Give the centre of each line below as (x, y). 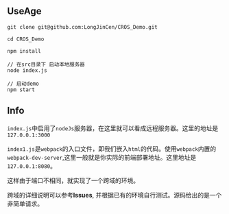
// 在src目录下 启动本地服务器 (46, 64)
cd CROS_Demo (26, 39)
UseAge (24, 11)
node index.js (27, 70)
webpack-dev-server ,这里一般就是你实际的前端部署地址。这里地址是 (102, 157)
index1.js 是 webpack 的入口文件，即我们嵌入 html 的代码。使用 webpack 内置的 (112, 148)
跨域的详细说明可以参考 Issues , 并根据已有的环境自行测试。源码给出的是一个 (114, 195)
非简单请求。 (25, 203)
